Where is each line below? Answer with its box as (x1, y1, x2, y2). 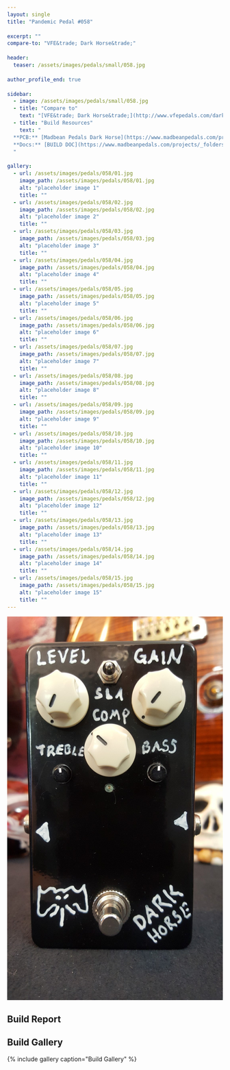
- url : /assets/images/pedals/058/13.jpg (13, 517, 133, 524)
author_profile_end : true (7, 76, 81, 83)
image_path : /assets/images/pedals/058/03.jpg (19, 235, 155, 242)
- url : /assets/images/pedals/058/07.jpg (13, 343, 133, 351)
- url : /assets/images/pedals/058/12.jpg (13, 488, 133, 495)
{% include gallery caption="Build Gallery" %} (7, 1055, 137, 1063)
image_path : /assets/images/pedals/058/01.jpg (19, 177, 155, 184)
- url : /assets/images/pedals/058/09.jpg (13, 401, 133, 408)
